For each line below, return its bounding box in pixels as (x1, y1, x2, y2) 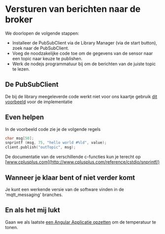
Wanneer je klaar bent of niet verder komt (5, 173, 135, 182)
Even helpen (5, 113, 44, 121)
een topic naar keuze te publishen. (12, 55, 83, 61)
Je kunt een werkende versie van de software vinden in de (5, 187, 124, 192)
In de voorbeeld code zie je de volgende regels (5, 126, 101, 132)
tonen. (5, 224, 18, 230)
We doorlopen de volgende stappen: (5, 30, 80, 36)
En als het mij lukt (5, 206, 60, 214)
